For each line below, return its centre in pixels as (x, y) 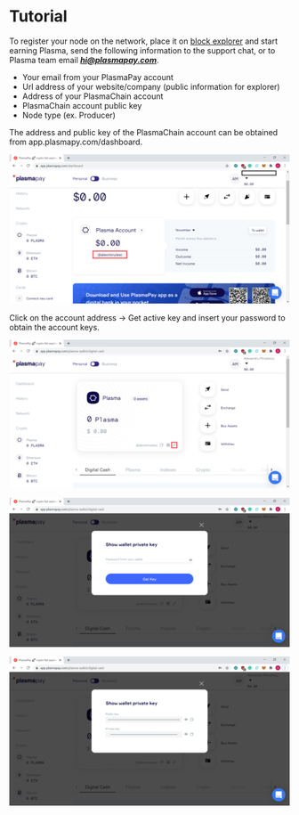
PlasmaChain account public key (82, 105)
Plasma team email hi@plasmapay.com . (84, 60)
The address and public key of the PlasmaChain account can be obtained (144, 132)
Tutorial (39, 16)
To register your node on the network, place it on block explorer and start (144, 41)
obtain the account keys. (54, 327)
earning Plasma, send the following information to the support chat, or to (142, 50)
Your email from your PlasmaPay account (97, 77)
